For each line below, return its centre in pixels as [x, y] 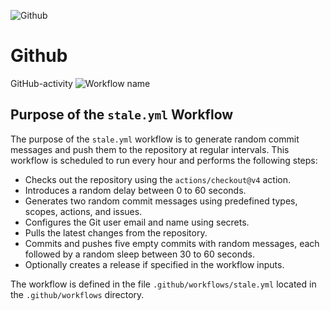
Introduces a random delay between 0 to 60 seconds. [135, 190]
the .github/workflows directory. [77, 294]
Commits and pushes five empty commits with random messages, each [172, 243]
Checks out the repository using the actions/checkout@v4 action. [158, 179]
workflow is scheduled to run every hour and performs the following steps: [164, 160]
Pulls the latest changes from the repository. [116, 232]
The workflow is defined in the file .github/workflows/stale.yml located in [163, 284]
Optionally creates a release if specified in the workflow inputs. [154, 264]
